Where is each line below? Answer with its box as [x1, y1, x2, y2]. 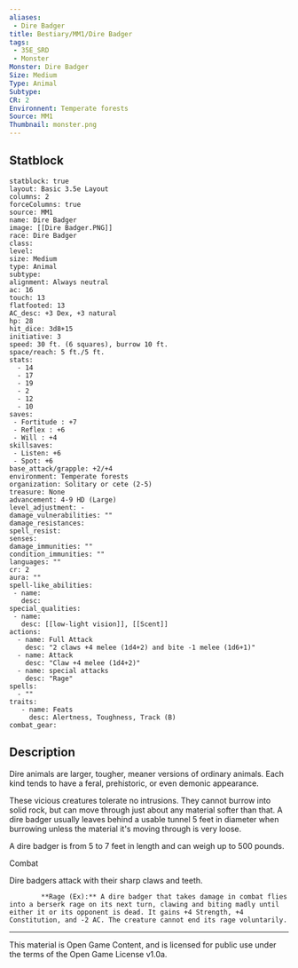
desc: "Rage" [25, 674, 74, 683]
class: [9, 239, 34, 248]
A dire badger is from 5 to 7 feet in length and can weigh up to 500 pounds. [9, 840, 286, 851]
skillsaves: [9, 440, 53, 449]
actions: [9, 627, 42, 636]
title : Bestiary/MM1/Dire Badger [9, 29, 133, 38]
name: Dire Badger [9, 215, 77, 225]
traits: [9, 697, 38, 706]
